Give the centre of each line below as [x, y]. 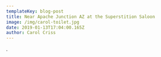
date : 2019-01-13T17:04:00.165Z [45, 27]
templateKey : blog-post [35, 11]
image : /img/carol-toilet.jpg [43, 22]
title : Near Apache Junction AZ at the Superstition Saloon [81, 17]
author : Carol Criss [31, 33]
